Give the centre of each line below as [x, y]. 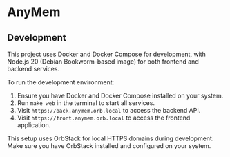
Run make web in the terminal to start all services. [86, 103]
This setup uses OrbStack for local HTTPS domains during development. [111, 138]
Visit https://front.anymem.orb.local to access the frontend [104, 118]
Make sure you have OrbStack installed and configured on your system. [109, 146]
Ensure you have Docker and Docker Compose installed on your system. [120, 95]
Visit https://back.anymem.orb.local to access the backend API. [109, 110]
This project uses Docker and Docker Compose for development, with [106, 54]
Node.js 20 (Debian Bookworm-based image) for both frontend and [103, 62]
